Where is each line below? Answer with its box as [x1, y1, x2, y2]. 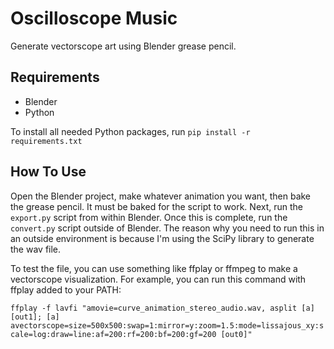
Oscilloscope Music [10, 7, 178, 30]
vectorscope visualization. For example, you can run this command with [10, 273, 307, 285]
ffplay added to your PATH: [10, 283, 122, 296]
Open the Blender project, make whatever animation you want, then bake [10, 190, 312, 202]
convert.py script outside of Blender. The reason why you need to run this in [10, 222, 325, 234]
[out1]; [10, 312, 43, 322]
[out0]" [220, 329, 253, 339]
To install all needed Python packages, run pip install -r [10, 125, 251, 137]
